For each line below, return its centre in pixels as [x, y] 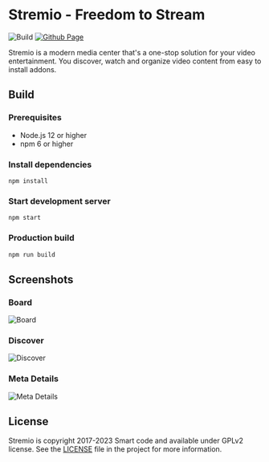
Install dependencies [50, 164]
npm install [28, 181]
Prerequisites [35, 118]
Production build [41, 238]
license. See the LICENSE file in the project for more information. [115, 449]
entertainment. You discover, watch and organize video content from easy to [135, 61]
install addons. [33, 69]
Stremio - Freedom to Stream [107, 15]
